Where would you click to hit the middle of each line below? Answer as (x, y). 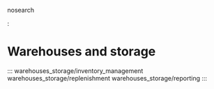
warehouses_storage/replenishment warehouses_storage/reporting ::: (107, 78)
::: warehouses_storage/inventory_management (75, 71)
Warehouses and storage (82, 52)
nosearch (21, 10)
